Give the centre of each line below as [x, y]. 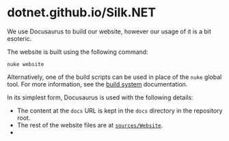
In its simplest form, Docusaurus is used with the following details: [100, 97]
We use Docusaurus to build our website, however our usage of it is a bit [109, 31]
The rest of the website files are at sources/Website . [90, 125]
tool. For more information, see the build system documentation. [97, 84]
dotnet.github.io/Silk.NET [82, 13]
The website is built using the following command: [78, 52]
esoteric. [19, 38]
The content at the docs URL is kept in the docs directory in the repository [120, 110]
